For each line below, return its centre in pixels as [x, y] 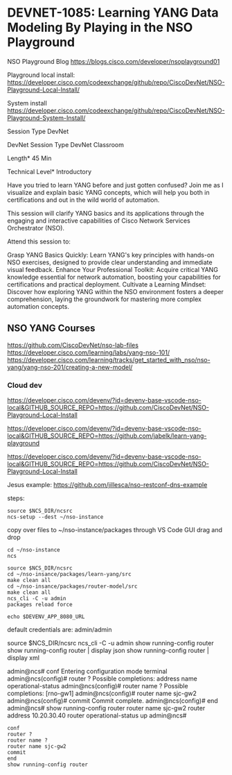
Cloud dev [25, 385]
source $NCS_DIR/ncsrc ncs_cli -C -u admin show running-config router [110, 643]
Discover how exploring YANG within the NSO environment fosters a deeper [115, 291]
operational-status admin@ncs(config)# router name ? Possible [98, 686]
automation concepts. [38, 306]
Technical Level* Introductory [50, 171]
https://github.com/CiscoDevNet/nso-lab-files [73, 345]
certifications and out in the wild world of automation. [83, 200]
